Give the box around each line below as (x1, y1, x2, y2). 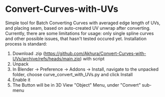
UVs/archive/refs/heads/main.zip (12, 55, 81, 61)
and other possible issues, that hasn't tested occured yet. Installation (5, 36, 147, 42)
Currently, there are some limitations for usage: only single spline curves (5, 30, 154, 36)
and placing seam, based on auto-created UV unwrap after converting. (5, 25, 151, 31)
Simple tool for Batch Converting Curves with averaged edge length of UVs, (5, 20, 161, 26)
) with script (80, 55, 105, 61)
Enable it (12, 77, 31, 83)
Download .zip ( (12, 50, 45, 56)
